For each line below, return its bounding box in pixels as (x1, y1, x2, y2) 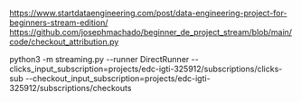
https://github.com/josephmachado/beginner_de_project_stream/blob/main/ (9, 27, 292, 37)
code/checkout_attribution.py (9, 36, 119, 47)
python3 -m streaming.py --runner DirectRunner (9, 54, 190, 64)
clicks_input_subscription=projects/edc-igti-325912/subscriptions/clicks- (9, 63, 283, 74)
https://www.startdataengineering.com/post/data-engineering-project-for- (9, 8, 287, 18)
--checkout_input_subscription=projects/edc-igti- (25, 73, 211, 84)
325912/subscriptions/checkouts (9, 83, 132, 93)
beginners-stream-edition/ (9, 17, 108, 28)
